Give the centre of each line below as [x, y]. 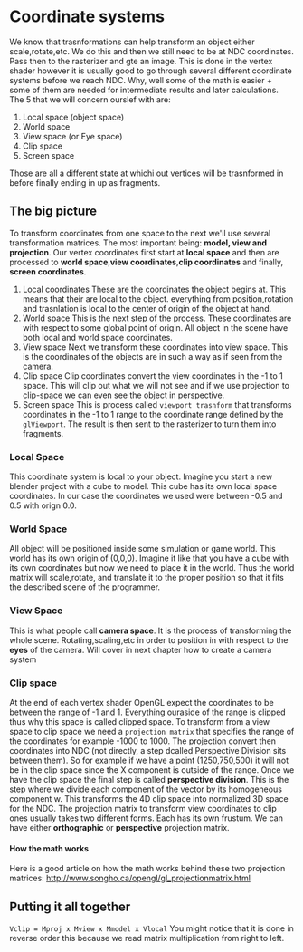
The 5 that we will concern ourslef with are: [90, 99]
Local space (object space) [73, 117]
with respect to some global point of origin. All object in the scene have [155, 327]
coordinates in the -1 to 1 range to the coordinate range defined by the [153, 414]
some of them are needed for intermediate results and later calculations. [144, 90]
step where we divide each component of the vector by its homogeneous [146, 789]
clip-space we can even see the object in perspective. [123, 395]
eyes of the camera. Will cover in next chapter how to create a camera [141, 649]
